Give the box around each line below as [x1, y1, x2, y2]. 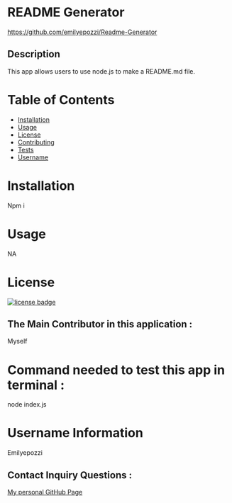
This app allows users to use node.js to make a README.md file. [7, 67, 196, 75]
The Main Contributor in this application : [7, 318, 193, 330]
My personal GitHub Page [7, 488, 83, 496]
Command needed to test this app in [7, 362, 226, 378]
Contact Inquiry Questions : [7, 469, 133, 481]
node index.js [7, 400, 47, 409]
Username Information [7, 425, 143, 441]
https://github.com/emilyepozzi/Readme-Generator [7, 28, 158, 36]
